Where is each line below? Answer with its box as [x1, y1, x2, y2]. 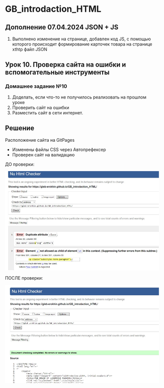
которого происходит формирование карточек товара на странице [12, 41, 153, 47]
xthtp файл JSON [12, 47, 47, 52]
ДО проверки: [5, 161, 35, 167]
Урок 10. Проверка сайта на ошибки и [5, 60, 126, 69]
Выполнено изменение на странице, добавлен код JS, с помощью [12, 36, 151, 42]
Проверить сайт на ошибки [12, 104, 69, 110]
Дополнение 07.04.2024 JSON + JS [5, 23, 119, 31]
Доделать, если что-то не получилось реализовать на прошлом [12, 94, 146, 100]
